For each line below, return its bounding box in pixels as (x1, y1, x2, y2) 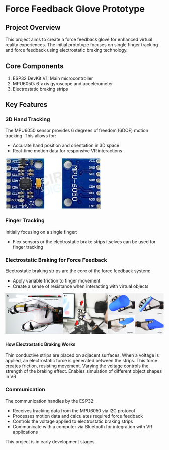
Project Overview (5, 23, 61, 32)
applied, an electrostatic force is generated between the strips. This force (5, 358, 157, 364)
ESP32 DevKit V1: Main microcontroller (12, 75, 93, 81)
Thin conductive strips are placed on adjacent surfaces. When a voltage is (5, 352, 159, 358)
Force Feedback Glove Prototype (5, 3, 145, 15)
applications (12, 429, 38, 435)
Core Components (5, 62, 64, 71)
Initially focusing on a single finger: (5, 229, 78, 235)
